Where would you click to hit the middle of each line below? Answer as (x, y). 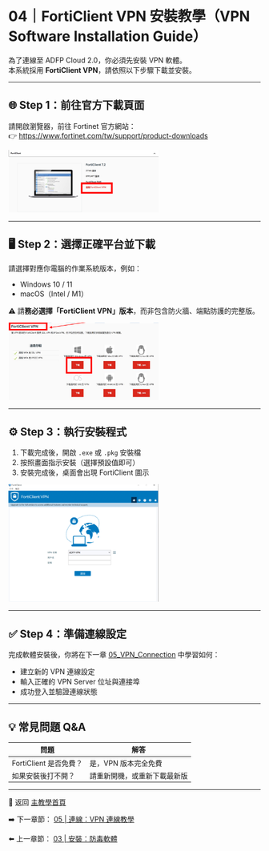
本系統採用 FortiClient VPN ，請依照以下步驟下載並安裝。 (102, 70)
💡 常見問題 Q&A (47, 727)
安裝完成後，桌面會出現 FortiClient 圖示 (84, 472)
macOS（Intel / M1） (54, 294)
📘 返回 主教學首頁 (37, 802)
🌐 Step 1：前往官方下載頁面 (76, 105)
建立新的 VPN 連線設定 (57, 672)
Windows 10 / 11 (46, 284)
